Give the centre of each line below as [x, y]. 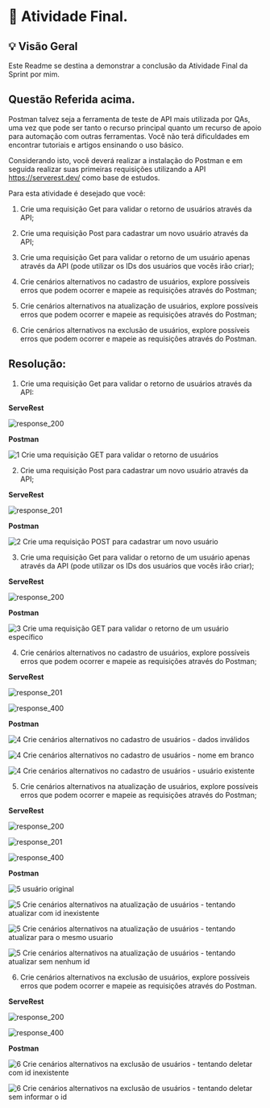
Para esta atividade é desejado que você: [77, 193]
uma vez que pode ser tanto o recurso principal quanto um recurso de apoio [135, 128]
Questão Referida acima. [72, 100]
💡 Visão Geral [43, 46]
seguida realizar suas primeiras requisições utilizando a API [107, 169]
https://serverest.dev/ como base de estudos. [84, 178]
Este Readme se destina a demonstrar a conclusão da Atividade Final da [128, 65]
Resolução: [37, 364]
